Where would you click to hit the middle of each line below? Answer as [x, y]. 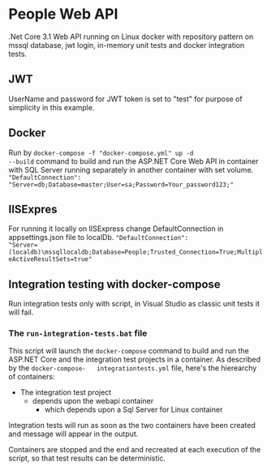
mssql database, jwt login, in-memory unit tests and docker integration [127, 45]
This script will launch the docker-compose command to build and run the [129, 351]
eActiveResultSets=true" [50, 259]
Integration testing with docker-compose [114, 284]
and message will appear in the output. [73, 434]
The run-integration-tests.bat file [78, 333]
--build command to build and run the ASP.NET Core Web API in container [133, 161]
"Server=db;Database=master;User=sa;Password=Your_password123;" [121, 184]
